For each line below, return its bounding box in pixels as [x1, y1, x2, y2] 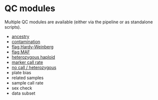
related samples [11, 75, 44, 81]
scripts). [4, 24, 21, 30]
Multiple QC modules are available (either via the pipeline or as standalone [4, 19, 153, 25]
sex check [11, 85, 32, 91]
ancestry [11, 33, 30, 39]
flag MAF [11, 49, 30, 55]
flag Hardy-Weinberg [11, 44, 54, 50]
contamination [11, 38, 41, 44]
